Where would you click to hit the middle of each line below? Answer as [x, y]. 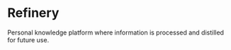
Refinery [33, 13]
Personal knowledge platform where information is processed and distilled [116, 32]
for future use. [28, 39]
